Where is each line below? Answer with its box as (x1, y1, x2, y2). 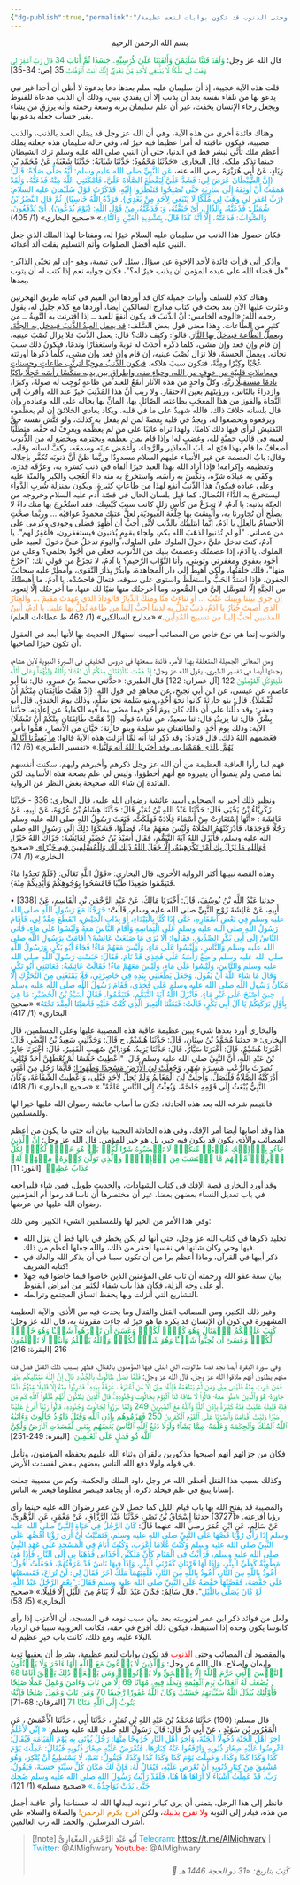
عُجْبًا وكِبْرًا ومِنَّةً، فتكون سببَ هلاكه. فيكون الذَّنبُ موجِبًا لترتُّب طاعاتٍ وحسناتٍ (10, 358, 262, 368)
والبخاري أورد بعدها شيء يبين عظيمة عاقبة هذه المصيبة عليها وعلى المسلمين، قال (10, 1024, 278, 1035)
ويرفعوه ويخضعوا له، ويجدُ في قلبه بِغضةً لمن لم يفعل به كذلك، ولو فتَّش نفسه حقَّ (10, 413, 276, 425)
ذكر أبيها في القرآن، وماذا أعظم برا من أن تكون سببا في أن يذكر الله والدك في (22, 1251, 278, 1262)
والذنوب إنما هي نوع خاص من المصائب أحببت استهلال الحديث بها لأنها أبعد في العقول (10, 628, 286, 639)
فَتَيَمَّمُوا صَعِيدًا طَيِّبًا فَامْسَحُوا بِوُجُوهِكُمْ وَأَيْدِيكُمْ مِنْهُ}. (10, 877, 176, 888)
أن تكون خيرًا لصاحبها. (10, 638, 81, 649)
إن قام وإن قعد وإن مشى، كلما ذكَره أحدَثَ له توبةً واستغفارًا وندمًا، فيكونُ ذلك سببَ (10, 338, 281, 350)
